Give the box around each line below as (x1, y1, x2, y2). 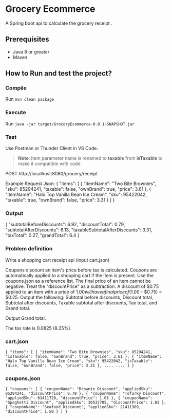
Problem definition (5, 245, 53, 252)
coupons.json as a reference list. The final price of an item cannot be (5, 278, 151, 284)
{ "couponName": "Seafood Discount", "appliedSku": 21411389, (5, 405, 141, 410)
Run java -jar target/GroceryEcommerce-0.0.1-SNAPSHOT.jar (5, 120, 135, 126)
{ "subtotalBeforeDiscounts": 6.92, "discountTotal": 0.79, (5, 222, 125, 228)
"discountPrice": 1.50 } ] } (5, 409, 68, 414)
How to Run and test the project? (5, 69, 112, 78)
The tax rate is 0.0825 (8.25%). (5, 325, 72, 331)
